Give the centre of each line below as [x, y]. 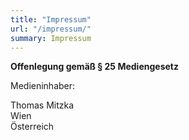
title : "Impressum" [51, 19]
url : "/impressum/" [51, 29]
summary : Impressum [51, 38]
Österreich [32, 127]
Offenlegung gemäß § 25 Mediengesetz [94, 67]
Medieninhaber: [43, 86]
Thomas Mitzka [42, 105]
